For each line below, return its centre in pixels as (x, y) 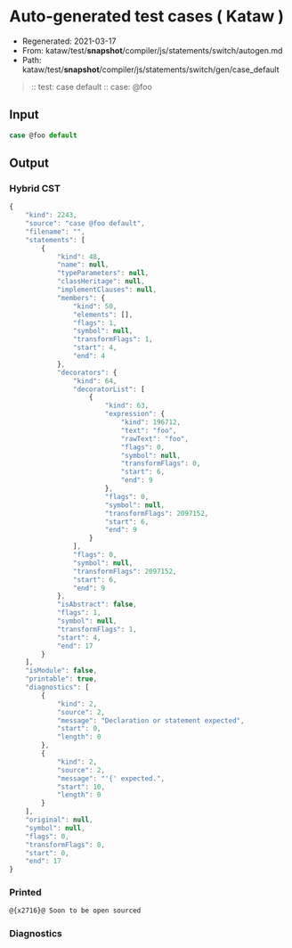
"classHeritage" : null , (101, 282)
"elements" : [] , (103, 315)
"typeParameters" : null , (103, 274)
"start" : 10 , (81, 787)
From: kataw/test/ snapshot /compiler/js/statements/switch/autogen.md (152, 50)
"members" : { (81, 298)
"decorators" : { (87, 372)
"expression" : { (135, 414)
